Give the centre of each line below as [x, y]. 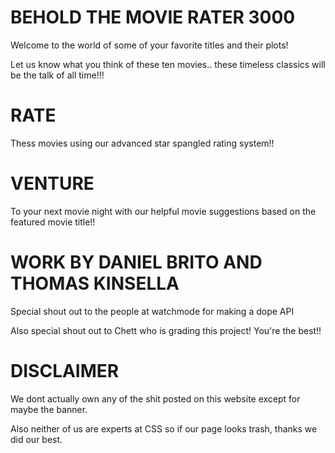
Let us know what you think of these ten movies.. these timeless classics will [168, 64]
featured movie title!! [53, 222]
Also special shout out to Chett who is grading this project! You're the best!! [166, 330]
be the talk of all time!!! [57, 75]
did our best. [36, 439]
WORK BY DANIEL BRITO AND [136, 262]
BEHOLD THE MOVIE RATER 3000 [153, 17]
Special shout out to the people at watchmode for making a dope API [152, 311]
